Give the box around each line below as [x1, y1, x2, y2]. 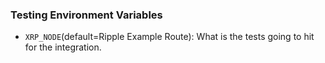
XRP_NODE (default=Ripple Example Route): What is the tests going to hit [24, 31, 315, 43]
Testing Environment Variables [10, 8, 163, 22]
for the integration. [24, 41, 102, 53]
